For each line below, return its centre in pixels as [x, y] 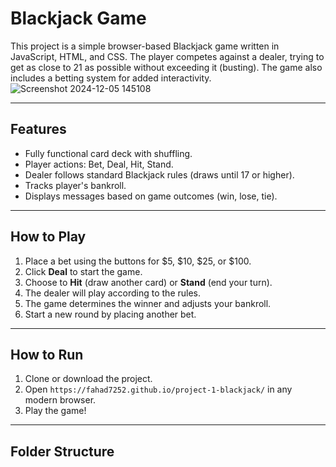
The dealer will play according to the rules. [113, 293]
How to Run [47, 354]
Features [38, 129]
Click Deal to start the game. [83, 271]
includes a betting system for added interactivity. [111, 78]
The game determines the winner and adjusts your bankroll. [148, 303]
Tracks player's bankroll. [75, 185]
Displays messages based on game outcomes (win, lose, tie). [151, 196]
